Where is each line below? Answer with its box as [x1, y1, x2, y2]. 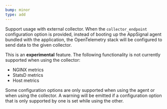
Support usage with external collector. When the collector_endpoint [5, 26, 147, 32]
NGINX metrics [12, 66, 44, 73]
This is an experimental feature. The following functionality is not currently [5, 51, 161, 58]
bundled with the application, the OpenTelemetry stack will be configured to [5, 36, 162, 43]
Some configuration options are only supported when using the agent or [5, 87, 155, 93]
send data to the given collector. [5, 42, 72, 48]
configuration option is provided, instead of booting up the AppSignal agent [5, 31, 162, 37]
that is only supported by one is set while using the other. [5, 97, 124, 103]
